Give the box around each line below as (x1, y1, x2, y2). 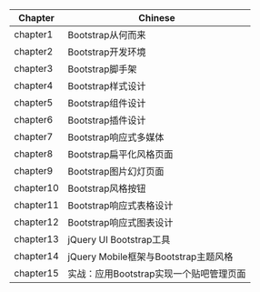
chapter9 (14, 165, 54, 176)
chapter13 (14, 233, 59, 245)
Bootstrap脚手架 (67, 63, 137, 76)
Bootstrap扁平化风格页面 (67, 148, 174, 160)
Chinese (138, 12, 175, 24)
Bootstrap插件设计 (67, 114, 146, 126)
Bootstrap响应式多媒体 (67, 131, 165, 144)
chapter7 (14, 131, 54, 143)
